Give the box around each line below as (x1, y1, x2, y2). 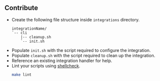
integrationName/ (11, 26, 47, 31)
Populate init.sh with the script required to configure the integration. (11, 47, 151, 53)
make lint (11, 72, 32, 77)
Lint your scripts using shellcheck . (11, 63, 81, 68)
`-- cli (11, 30, 27, 35)
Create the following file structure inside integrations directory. (11, 16, 140, 22)
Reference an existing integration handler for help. (11, 58, 112, 64)
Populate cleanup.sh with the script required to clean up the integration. (11, 52, 156, 58)
